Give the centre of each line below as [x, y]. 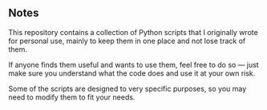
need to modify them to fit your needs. [72, 97]
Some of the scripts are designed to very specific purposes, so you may [127, 88]
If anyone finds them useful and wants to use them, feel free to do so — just [133, 65]
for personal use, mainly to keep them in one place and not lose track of [127, 41]
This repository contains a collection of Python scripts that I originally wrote [133, 32]
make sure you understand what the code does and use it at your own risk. [132, 73]
